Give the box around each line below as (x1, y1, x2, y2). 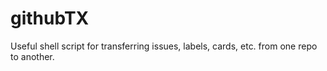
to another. (10, 50, 55, 62)
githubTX (10, 7, 90, 30)
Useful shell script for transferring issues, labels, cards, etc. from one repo (10, 40, 318, 52)
